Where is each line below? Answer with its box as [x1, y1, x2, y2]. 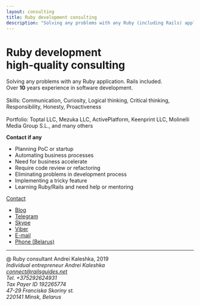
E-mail [14, 232, 31, 239]
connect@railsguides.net [6, 268, 68, 275]
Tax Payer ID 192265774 [6, 281, 67, 288]
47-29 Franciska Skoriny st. [6, 287, 74, 294]
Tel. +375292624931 [6, 274, 58, 282]
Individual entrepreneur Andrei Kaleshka [6, 262, 105, 269]
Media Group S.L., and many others [6, 122, 93, 129]
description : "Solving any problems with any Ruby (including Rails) [6, 20, 183, 26]
